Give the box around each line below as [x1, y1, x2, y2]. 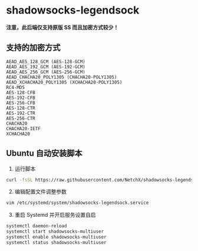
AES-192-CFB [6, 95, 35, 101]
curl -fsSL [6, 177, 33, 183]
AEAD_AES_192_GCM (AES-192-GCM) [6, 64, 85, 70]
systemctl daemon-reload [6, 223, 67, 229]
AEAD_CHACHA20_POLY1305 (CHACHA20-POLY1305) [6, 74, 117, 80]
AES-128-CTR [6, 105, 35, 111]
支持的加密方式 [6, 42, 61, 53]
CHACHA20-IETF [6, 125, 41, 131]
